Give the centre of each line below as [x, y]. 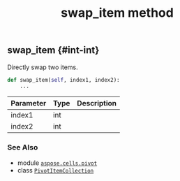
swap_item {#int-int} [53, 50]
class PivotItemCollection [55, 170]
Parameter [29, 103]
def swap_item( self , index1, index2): [63, 80]
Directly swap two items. [43, 67]
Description [97, 103]
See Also [23, 147]
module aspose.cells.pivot [57, 163]
